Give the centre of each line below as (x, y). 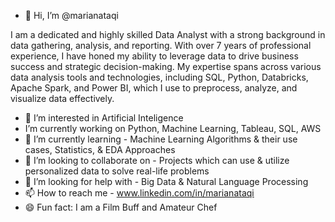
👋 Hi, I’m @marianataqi (71, 15)
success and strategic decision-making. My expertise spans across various (166, 66)
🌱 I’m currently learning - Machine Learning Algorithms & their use (161, 139)
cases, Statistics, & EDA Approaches (100, 149)
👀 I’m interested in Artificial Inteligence (104, 118)
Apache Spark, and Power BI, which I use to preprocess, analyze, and (154, 88)
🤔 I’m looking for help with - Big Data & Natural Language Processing (166, 181)
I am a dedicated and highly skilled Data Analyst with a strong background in (168, 34)
